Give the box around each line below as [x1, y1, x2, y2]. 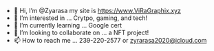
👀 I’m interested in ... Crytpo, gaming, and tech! [13, 14, 148, 22]
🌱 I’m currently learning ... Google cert [13, 21, 122, 29]
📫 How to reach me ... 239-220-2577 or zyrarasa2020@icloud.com [13, 37, 207, 44]
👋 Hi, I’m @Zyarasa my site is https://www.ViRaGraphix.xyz [13, 7, 181, 14]
